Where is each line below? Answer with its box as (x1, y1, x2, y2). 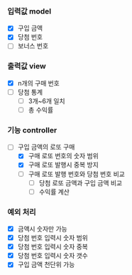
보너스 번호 (17, 41, 49, 51)
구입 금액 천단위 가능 (17, 260, 75, 269)
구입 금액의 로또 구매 (17, 142, 75, 151)
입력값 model (7, 6, 52, 16)
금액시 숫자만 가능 (17, 224, 67, 233)
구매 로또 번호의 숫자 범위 (28, 152, 99, 160)
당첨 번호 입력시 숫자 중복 (17, 242, 89, 251)
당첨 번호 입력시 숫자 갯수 (17, 251, 89, 260)
